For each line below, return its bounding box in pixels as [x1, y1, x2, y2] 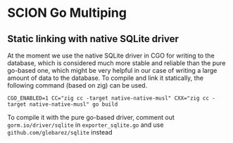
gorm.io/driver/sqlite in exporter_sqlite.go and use [7, 121, 164, 129]
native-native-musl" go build [29, 101, 118, 108]
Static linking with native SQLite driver [7, 33, 180, 45]
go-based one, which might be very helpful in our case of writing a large [7, 67, 218, 74]
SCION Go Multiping [7, 5, 127, 21]
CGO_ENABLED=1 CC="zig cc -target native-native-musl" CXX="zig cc [7, 95, 210, 102]
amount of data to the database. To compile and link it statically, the [7, 74, 204, 82]
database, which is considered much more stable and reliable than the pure [7, 59, 226, 67]
